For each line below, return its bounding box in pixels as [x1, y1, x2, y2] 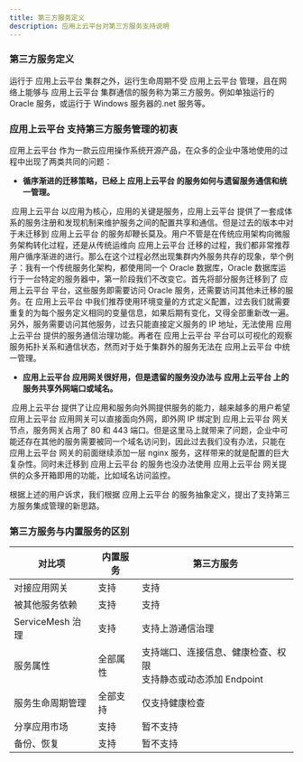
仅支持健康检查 [141, 697, 206, 710]
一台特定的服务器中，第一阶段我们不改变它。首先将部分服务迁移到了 [24, 274, 278, 284]
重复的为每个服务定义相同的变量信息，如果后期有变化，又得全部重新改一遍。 [9, 308, 294, 319]
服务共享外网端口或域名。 [22, 383, 118, 394]
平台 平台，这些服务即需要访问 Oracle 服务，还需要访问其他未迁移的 [32, 285, 286, 296]
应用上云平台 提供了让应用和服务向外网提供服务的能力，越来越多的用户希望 [11, 403, 290, 414]
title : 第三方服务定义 [9, 13, 86, 23]
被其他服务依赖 [14, 599, 78, 611]
